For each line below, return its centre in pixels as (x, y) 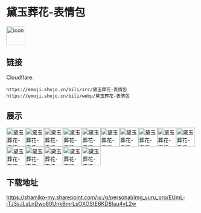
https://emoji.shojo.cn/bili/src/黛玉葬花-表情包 (67, 89)
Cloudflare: (20, 77)
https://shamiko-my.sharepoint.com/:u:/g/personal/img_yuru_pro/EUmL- (96, 197)
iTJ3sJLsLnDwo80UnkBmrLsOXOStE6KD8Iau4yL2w (72, 204)
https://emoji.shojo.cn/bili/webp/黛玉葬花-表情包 (68, 96)
